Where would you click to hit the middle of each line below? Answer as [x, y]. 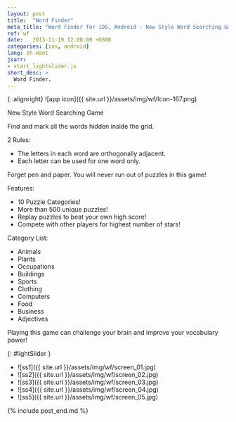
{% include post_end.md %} [48, 411]
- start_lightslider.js [42, 66]
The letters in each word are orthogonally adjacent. [92, 154]
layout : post [26, 14]
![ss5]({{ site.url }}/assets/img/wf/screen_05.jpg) [88, 397]
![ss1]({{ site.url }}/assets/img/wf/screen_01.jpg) [87, 367]
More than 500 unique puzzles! [63, 210]
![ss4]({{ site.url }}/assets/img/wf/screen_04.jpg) [88, 390]
